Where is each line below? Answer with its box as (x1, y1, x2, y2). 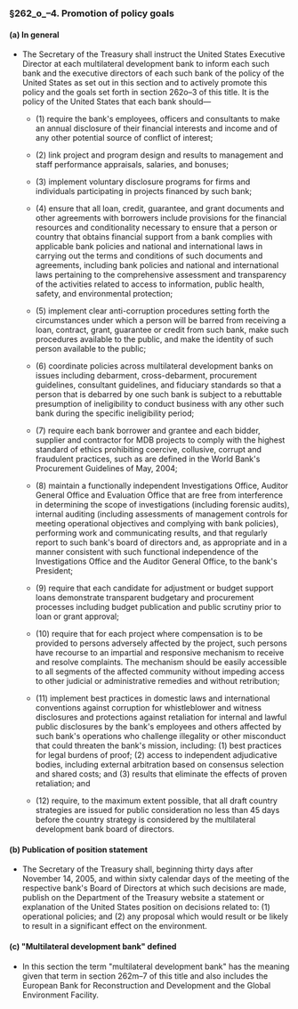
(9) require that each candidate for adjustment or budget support (35, 582, 274, 594)
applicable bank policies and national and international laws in (35, 241, 263, 252)
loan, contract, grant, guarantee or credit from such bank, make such (35, 324, 289, 336)
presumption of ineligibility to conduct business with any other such (35, 399, 285, 410)
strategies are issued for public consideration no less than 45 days (35, 805, 280, 816)
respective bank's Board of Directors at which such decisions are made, (21, 883, 286, 893)
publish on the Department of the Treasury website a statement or (21, 892, 265, 903)
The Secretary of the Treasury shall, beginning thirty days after (21, 864, 254, 875)
